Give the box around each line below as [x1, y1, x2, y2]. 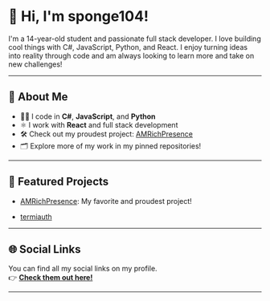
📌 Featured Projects [8, 175, 109, 189]
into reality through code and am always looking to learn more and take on [8, 51, 255, 60]
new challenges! [8, 59, 63, 69]
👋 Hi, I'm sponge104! [8, 7, 149, 26]
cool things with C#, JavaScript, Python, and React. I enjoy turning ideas [8, 42, 247, 51]
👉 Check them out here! [8, 273, 93, 283]
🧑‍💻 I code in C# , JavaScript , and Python [19, 112, 156, 121]
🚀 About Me [8, 90, 68, 104]
